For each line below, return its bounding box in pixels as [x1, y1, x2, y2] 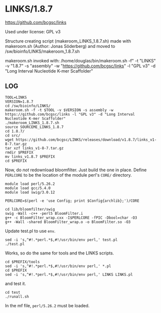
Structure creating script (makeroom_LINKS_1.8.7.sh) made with [5, 38, 132, 44]
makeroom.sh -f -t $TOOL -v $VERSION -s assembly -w [5, 107, 114, 112]
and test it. [5, 281, 27, 286]
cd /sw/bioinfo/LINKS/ [5, 103, 51, 108]
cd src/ [5, 133, 21, 138]
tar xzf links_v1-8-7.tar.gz [5, 146, 64, 150]
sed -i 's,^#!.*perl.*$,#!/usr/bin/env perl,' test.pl [5, 237, 118, 242]
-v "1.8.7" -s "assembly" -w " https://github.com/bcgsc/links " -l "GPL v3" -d [5, 63, 156, 69]
